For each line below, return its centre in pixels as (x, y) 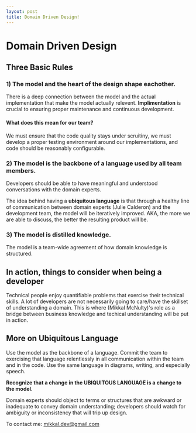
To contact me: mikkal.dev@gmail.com (53, 424)
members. (21, 170)
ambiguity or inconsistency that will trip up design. (67, 413)
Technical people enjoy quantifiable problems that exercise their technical (95, 295)
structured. (20, 254)
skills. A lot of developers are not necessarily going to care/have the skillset (97, 301)
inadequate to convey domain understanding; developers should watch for (96, 406)
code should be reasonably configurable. (56, 148)
